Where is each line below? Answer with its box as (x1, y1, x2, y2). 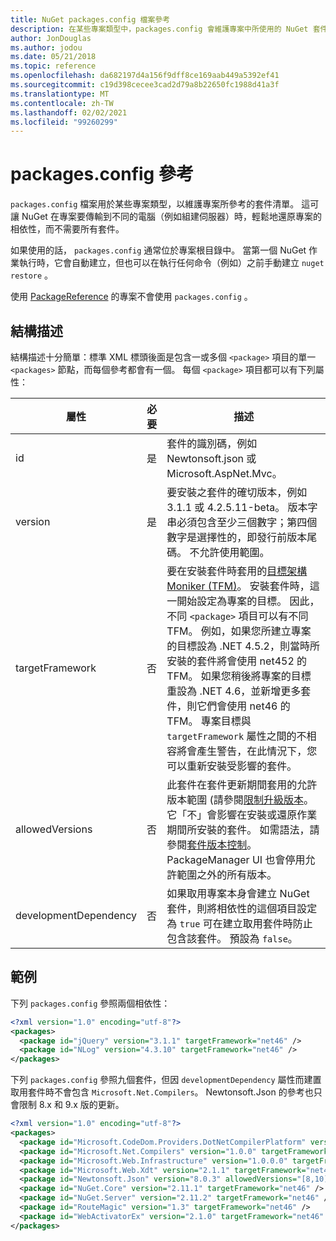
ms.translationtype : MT (10, 89, 110, 99)
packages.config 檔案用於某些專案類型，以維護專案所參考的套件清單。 (10, 198, 300, 210)
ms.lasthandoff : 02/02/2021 (10, 107, 128, 118)
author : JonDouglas (10, 33, 92, 43)
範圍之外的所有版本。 (176, 868, 278, 881)
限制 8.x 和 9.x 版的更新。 (18, 1099, 125, 1111)
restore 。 (10, 269, 54, 281)
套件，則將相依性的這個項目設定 (166, 902, 318, 915)
